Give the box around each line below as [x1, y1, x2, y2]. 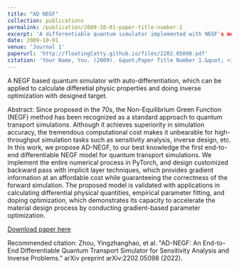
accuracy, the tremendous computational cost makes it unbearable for [7, 127, 213, 136]
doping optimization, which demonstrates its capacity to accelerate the [7, 196, 216, 204]
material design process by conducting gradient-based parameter [7, 204, 201, 212]
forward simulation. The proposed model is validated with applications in [7, 181, 221, 189]
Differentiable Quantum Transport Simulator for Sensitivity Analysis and [20, 246, 230, 255]
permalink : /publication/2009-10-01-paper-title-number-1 [7, 23, 183, 31]
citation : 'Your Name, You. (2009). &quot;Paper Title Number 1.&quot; [7, 57, 224, 64]
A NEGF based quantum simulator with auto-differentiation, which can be [7, 76, 222, 85]
